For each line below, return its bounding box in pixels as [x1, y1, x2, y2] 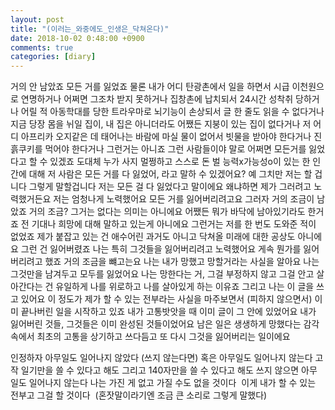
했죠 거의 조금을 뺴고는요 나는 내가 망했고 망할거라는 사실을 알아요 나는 [44, 256, 320, 268]
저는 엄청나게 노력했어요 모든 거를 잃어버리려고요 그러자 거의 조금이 [53, 193, 315, 205]
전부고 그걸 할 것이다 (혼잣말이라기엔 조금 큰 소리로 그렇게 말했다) [10, 389, 268, 401]
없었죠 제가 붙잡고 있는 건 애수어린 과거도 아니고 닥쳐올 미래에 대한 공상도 [10, 231, 296, 243]
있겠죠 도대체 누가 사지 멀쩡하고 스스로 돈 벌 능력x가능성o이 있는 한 [49, 156, 311, 168]
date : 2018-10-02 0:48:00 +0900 [10, 33, 145, 43]
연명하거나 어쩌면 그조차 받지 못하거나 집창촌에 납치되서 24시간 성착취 [20, 93, 294, 105]
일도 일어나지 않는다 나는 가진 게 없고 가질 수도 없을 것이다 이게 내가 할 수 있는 [10, 377, 317, 389]
